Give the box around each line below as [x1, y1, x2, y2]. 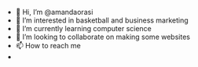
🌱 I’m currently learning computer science [15, 24, 152, 33]
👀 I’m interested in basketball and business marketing [15, 16, 189, 25]
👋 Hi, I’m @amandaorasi [15, 8, 93, 16]
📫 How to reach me [15, 41, 81, 50]
